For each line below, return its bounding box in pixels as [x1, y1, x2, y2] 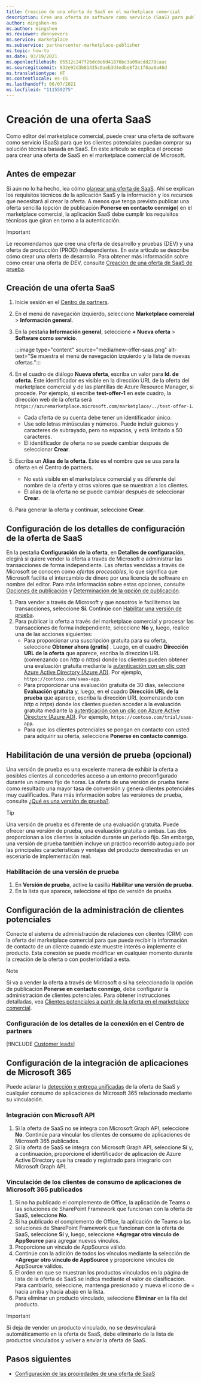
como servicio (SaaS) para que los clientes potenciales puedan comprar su [6, 138, 191, 146]
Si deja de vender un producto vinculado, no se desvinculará [6, 1324, 156, 1331]
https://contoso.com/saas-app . [23, 675, 101, 682]
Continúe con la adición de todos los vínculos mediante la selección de [14, 1249, 190, 1257]
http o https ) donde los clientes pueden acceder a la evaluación [23, 701, 181, 708]
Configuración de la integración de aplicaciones [6, 1057, 189, 1068]
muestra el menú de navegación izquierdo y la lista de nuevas [38, 352, 190, 360]
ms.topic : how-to [6, 48, 50, 54]
